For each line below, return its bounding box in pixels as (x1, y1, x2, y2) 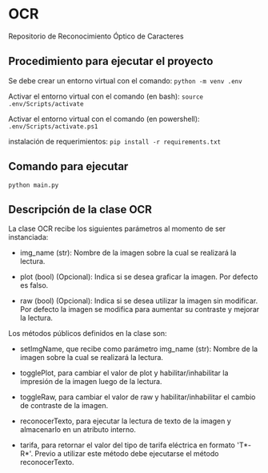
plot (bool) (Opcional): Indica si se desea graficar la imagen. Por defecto (19, 272, 258, 281)
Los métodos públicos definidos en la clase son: (8, 329, 167, 338)
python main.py (8, 181, 59, 189)
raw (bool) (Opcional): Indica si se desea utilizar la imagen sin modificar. (19, 296, 258, 305)
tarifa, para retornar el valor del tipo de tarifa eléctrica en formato (19, 440, 236, 450)
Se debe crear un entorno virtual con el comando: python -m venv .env (8, 75, 242, 85)
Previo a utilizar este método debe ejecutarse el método (34, 449, 219, 459)
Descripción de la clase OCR (8, 202, 152, 216)
